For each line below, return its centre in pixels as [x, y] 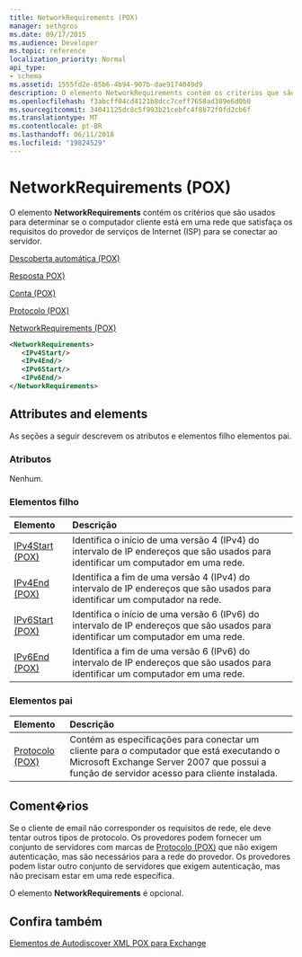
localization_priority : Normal [68, 59]
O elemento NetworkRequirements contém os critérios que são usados [142, 212]
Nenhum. [26, 479]
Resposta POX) [37, 276]
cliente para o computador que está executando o [175, 750]
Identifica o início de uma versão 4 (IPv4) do [166, 540]
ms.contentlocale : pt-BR [56, 127]
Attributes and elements [79, 414]
